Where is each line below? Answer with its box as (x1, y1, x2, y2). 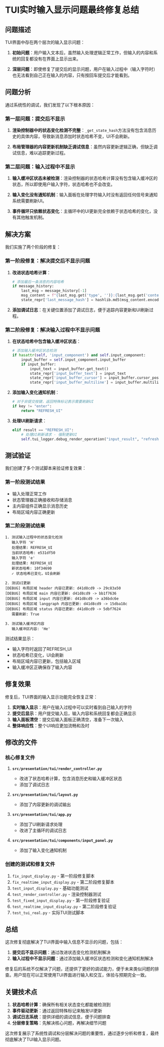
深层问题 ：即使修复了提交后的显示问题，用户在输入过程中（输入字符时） (12, 66, 158, 72)
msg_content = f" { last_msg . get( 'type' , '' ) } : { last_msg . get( (21, 293, 146, 298)
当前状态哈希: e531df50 (11, 550, 56, 555)
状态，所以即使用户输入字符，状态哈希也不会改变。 (12, 181, 115, 187)
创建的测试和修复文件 (5, 861, 55, 868)
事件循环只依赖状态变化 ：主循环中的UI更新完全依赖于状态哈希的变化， (12, 208, 154, 214)
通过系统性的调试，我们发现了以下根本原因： (5, 102, 95, 108)
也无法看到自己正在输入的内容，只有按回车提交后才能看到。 (12, 72, 132, 78)
